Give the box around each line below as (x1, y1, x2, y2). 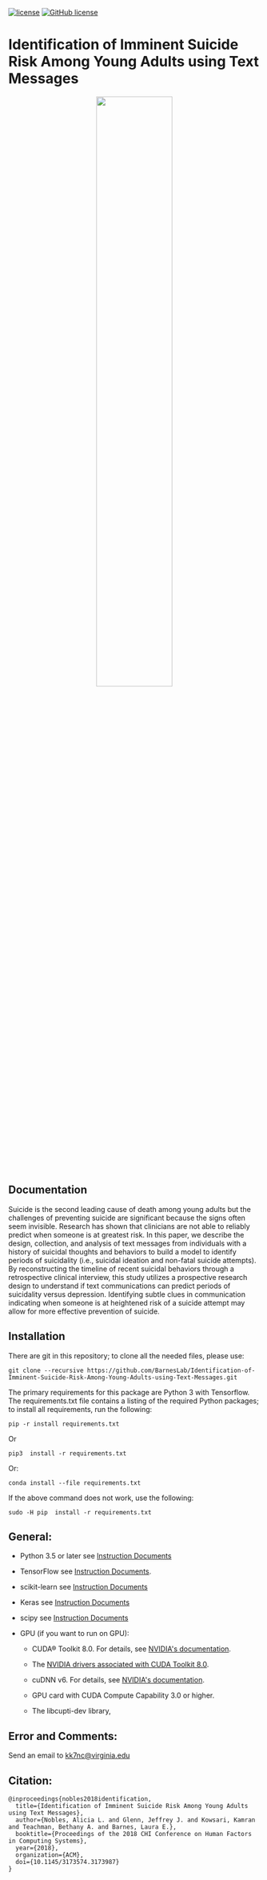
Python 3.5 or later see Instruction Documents (19, 1551, 172, 1561)
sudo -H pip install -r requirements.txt (8, 1508, 152, 1516)
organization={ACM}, (15, 1851, 84, 1859)
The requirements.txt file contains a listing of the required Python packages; (8, 1396, 260, 1406)
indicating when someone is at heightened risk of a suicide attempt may (8, 1298, 245, 1307)
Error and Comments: (8, 1729, 118, 1743)
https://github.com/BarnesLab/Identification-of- (86, 1366, 256, 1374)
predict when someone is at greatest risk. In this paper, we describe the (8, 1230, 245, 1239)
